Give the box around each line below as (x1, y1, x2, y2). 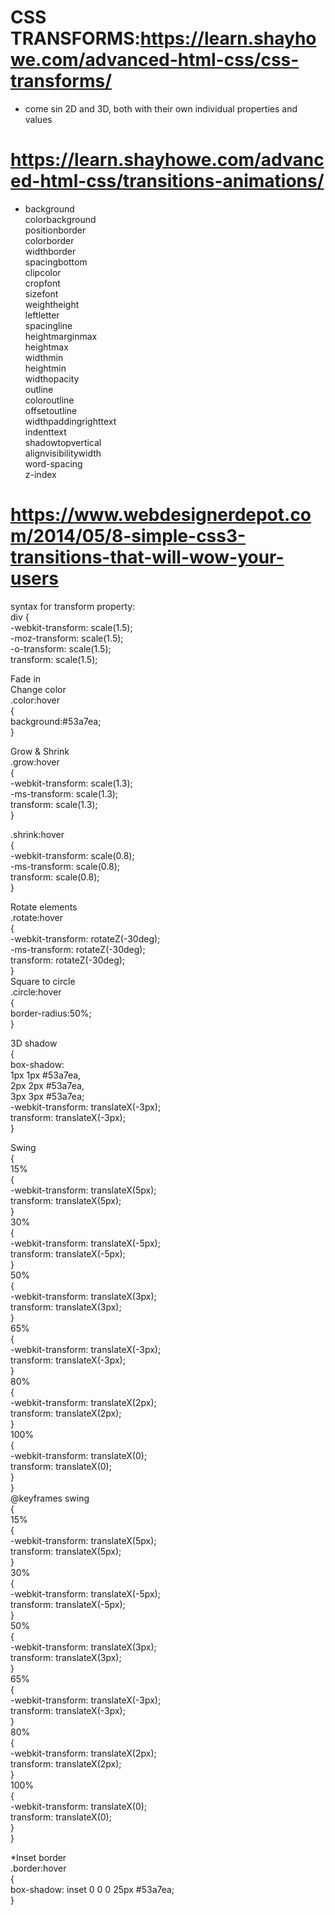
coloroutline (24, 394, 75, 406)
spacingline (24, 319, 73, 331)
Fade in (10, 672, 42, 685)
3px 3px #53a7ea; (10, 1090, 85, 1102)
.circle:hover (10, 986, 62, 998)
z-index (24, 468, 57, 480)
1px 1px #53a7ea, (10, 1069, 82, 1081)
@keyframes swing (10, 1492, 90, 1504)
